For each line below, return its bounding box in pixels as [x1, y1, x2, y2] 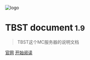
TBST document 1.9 [5, 22, 85, 33]
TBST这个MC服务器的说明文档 [17, 39, 79, 45]
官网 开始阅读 [5, 50, 33, 56]
